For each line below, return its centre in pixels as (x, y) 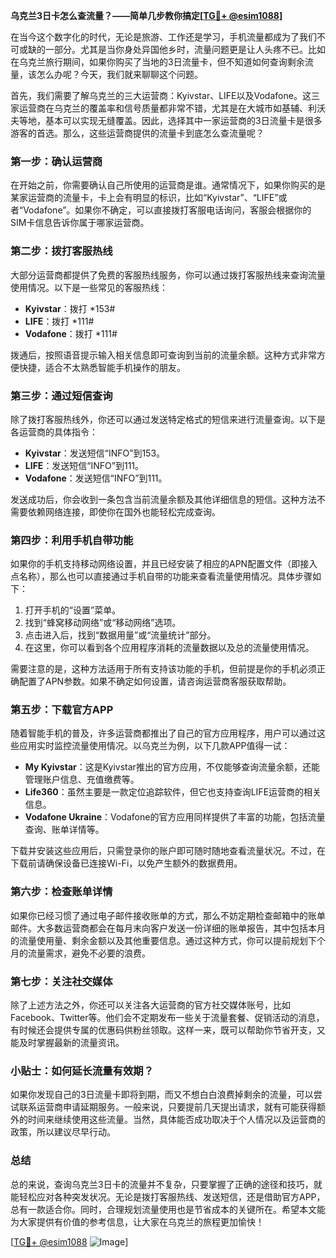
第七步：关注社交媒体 (61, 981)
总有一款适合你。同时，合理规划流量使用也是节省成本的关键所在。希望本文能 (168, 1209)
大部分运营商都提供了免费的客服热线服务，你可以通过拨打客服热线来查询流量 (168, 275)
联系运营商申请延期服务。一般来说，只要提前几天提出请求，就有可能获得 (167, 1107)
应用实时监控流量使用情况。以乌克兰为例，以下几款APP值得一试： (154, 746)
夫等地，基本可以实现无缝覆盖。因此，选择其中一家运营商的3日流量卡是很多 (166, 120)
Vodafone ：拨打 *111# (71, 333)
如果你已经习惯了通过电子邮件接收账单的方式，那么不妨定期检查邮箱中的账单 (168, 915)
